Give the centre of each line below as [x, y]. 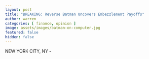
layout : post [19, 10]
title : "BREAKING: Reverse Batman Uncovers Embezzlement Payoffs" [75, 14]
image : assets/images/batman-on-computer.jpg [53, 28]
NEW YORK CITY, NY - [28, 51]
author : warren [21, 19]
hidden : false [20, 37]
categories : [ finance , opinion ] [41, 23]
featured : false [22, 32]
